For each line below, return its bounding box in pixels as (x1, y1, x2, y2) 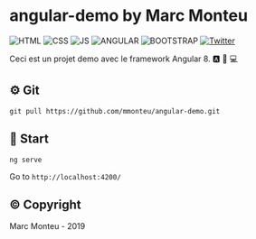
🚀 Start (9, 132, 50, 147)
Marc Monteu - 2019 (9, 221, 86, 232)
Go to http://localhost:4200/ (9, 170, 122, 181)
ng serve (9, 155, 43, 164)
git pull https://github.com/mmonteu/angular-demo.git (9, 106, 221, 115)
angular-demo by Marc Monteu (9, 5, 249, 26)
